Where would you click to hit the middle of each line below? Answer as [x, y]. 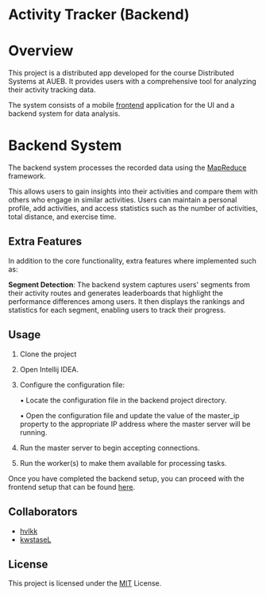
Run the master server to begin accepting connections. [110, 448]
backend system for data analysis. [64, 113]
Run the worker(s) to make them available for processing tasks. [123, 463]
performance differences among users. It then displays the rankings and [126, 301]
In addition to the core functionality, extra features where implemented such [132, 260]
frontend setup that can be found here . [72, 486]
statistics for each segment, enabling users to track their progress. [117, 310]
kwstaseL [35, 539]
